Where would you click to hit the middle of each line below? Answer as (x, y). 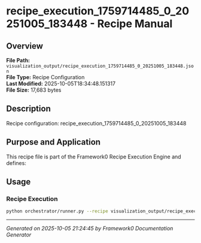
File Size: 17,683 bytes (34, 90)
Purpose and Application (53, 142)
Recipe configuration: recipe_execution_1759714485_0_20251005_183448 (96, 123)
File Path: (18, 60)
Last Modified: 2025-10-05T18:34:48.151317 (61, 83)
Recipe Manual (135, 24)
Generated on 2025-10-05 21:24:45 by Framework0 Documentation (90, 229)
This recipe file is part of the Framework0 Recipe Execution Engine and (94, 157)
